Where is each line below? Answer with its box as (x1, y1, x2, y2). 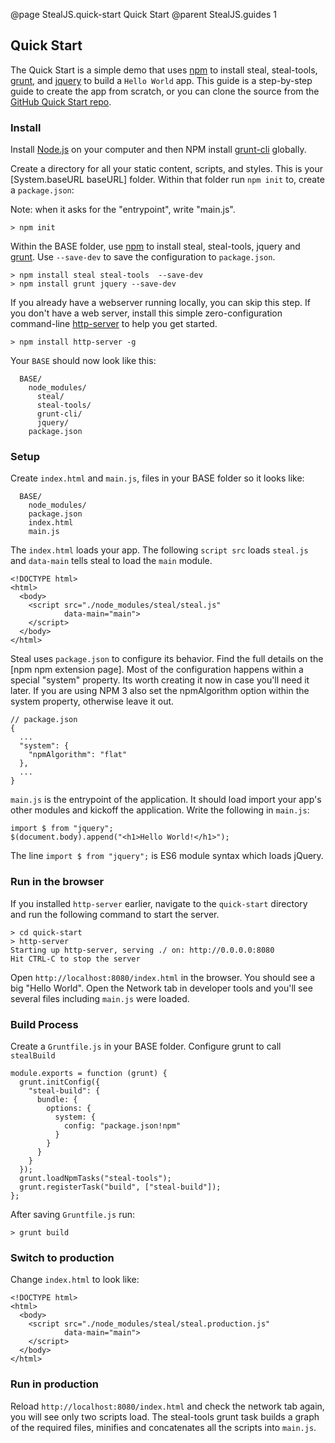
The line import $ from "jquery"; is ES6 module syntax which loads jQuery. (10, 850, 324, 862)
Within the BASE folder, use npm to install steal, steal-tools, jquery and (10, 240, 301, 253)
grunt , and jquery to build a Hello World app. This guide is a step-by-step (10, 74, 313, 86)
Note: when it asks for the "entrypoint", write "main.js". (10, 204, 236, 216)
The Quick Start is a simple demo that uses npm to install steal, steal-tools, (10, 64, 318, 76)
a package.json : (10, 184, 75, 196)
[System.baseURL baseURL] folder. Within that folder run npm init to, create (10, 174, 325, 186)
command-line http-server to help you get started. (10, 318, 218, 330)
